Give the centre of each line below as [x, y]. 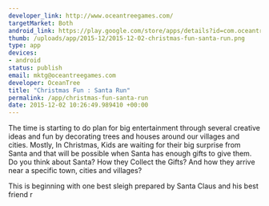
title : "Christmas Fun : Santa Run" [69, 90]
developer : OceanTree [44, 83]
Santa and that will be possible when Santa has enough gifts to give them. [130, 154]
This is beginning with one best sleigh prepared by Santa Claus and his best [133, 186]
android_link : [32, 30]
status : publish [35, 68]
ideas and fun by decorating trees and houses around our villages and [124, 136]
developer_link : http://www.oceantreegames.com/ [91, 16]
